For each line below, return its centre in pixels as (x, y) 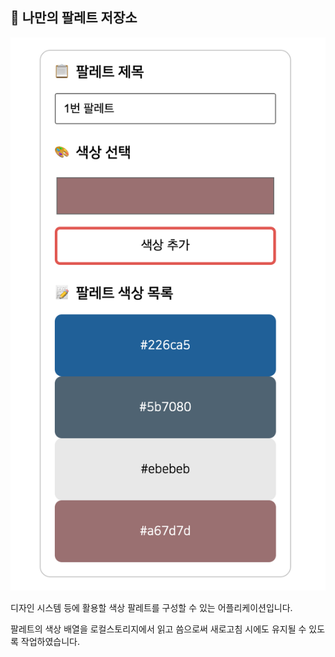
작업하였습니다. (50, 642)
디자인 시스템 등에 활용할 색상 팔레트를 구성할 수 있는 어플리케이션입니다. (151, 608)
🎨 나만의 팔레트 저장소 (74, 18)
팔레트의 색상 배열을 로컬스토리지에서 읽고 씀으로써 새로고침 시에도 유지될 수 (158, 629)
